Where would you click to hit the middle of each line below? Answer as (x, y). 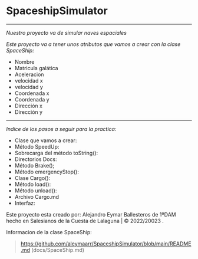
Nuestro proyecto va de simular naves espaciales (66, 32)
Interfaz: (25, 203)
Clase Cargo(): (32, 178)
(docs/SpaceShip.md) (58, 250)
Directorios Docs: (36, 159)
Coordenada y (32, 99)
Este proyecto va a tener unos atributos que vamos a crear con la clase (93, 44)
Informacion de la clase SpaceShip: (49, 232)
